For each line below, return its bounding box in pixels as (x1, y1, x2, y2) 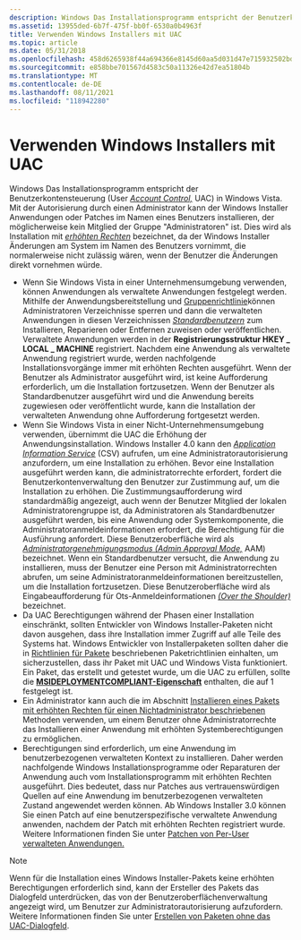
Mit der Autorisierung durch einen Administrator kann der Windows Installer (9, 202, 288, 213)
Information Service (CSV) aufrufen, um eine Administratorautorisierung (21, 449, 288, 459)
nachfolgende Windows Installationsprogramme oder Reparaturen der (21, 762, 280, 773)
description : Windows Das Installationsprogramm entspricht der (9, 13, 254, 22)
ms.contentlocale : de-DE (9, 80, 102, 89)
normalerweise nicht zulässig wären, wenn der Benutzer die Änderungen (9, 250, 279, 261)
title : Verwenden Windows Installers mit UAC (9, 30, 182, 38)
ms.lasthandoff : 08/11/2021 (9, 88, 115, 97)
